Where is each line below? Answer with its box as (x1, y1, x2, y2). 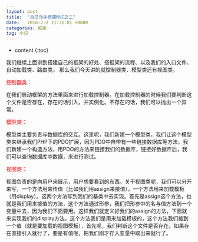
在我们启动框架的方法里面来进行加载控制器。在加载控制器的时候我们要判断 (6, 91, 187, 98)
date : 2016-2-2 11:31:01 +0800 (6, 19, 88, 25)
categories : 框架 (6, 25, 47, 31)
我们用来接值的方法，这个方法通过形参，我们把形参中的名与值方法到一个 (16, 200, 192, 207)
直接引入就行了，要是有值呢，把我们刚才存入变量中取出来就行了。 (11, 230, 171, 237)
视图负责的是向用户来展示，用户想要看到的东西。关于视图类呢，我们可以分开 (6, 178, 192, 185)
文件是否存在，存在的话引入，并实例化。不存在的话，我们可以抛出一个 (11, 98, 181, 106)
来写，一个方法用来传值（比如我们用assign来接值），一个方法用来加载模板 (6, 185, 184, 193)
